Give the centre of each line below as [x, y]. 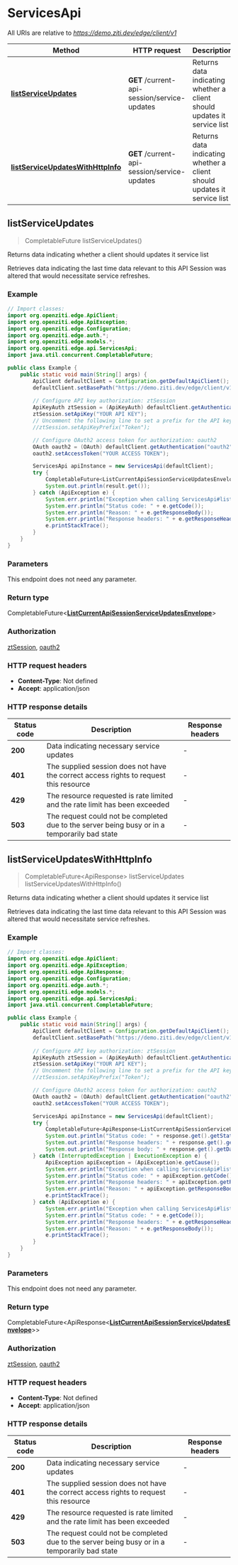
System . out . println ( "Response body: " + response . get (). [131, 1149]
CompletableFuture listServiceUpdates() [83, 240]
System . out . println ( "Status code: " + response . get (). [128, 1136]
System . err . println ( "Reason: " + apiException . [117, 1189]
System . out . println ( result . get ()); [98, 486]
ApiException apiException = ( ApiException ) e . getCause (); [132, 1162]
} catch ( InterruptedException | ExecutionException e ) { [120, 1156]
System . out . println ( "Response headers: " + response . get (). [136, 1143]
